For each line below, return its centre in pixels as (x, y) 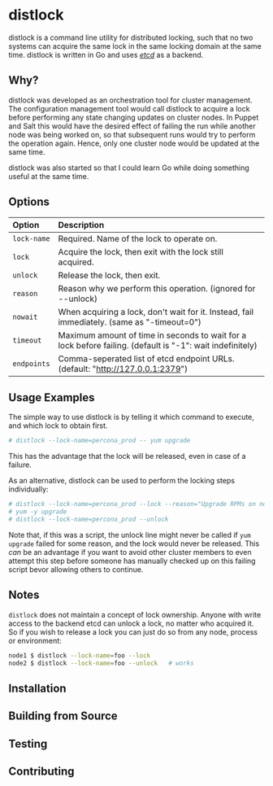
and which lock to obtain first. (58, 426)
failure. (20, 465)
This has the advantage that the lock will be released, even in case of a (127, 456)
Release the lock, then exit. (109, 275)
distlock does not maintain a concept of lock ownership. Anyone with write (135, 614)
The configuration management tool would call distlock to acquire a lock (129, 108)
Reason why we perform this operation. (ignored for (157, 288)
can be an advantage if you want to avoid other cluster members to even (130, 552)
